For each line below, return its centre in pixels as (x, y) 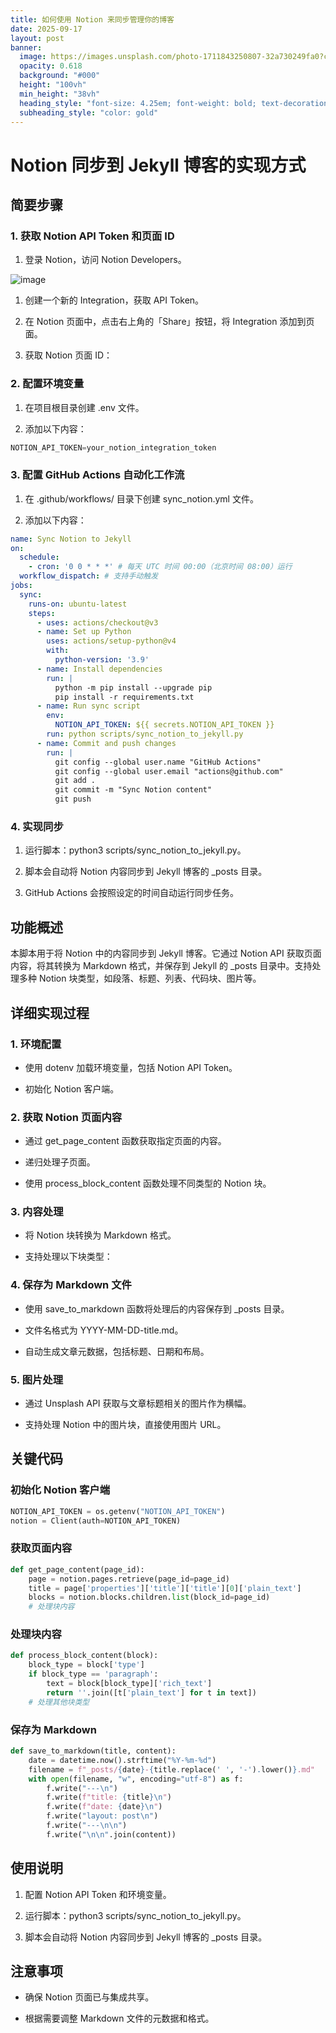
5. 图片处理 (37, 1379)
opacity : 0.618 (51, 66)
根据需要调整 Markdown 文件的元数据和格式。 (119, 2018)
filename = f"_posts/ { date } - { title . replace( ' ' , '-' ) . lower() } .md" (172, 1769)
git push (73, 799)
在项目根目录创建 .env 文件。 (84, 407)
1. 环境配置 (36, 1044)
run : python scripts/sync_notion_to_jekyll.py (145, 734)
